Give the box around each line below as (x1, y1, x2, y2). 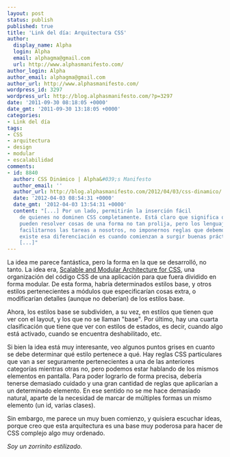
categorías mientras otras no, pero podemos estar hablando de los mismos (7, 365, 219, 373)
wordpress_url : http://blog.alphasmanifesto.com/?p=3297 (7, 93, 173, 100)
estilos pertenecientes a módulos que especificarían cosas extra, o (7, 287, 196, 295)
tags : (7, 125, 23, 132)
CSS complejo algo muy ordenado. (7, 429, 105, 437)
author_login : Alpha (7, 67, 66, 74)
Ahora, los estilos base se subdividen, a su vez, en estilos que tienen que (7, 308, 214, 316)
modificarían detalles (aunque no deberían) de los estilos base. (7, 295, 185, 303)
